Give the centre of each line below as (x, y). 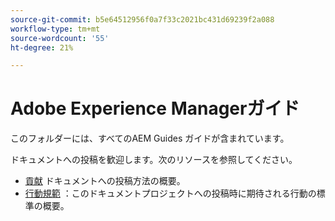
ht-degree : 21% (42, 47)
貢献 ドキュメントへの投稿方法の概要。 (105, 181)
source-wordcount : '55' (60, 38)
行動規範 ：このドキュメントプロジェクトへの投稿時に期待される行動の (170, 193)
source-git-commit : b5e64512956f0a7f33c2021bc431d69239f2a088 (142, 19)
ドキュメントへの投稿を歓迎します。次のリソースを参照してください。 (154, 160)
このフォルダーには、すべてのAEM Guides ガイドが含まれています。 (150, 138)
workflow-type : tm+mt (55, 29)
